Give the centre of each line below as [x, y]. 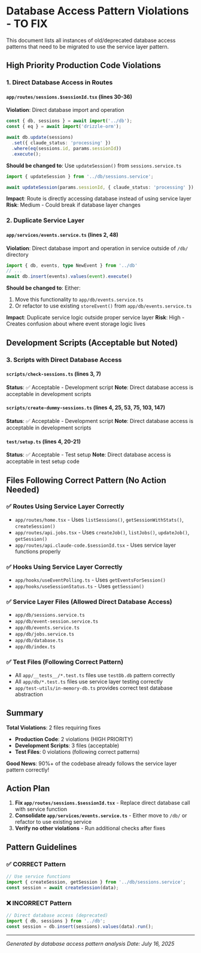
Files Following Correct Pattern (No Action [86, 480]
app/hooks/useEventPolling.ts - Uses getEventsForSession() [90, 580]
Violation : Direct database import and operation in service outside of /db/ [97, 248]
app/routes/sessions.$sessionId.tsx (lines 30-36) [69, 96]
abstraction [29, 694]
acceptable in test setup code [43, 461]
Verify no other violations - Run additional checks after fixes [90, 828]
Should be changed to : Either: [43, 288]
